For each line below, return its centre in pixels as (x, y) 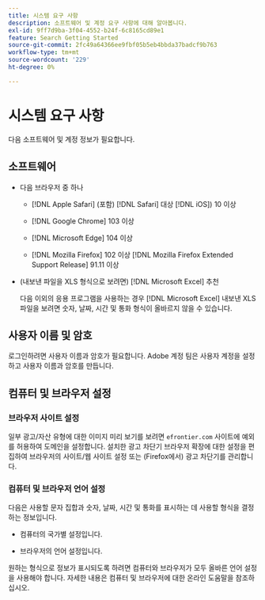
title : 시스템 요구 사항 (44, 15)
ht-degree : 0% (32, 67)
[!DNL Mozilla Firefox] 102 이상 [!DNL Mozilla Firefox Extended (132, 254)
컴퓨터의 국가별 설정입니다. (61, 534)
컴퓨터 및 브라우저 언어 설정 (57, 488)
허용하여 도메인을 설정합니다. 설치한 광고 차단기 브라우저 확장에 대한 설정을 (131, 446)
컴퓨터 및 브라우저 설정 (60, 393)
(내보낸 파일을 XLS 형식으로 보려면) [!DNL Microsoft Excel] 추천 (119, 281)
